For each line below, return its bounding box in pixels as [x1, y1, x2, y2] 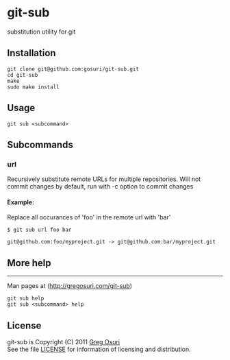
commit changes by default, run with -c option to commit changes [7, 182, 194, 191]
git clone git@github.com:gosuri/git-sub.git [7, 65, 139, 73]
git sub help [7, 295, 44, 302]
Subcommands [7, 139, 73, 150]
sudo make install [7, 84, 60, 91]
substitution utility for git [7, 27, 76, 36]
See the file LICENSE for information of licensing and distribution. [7, 345, 192, 354]
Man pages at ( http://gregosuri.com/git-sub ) [7, 282, 132, 290]
